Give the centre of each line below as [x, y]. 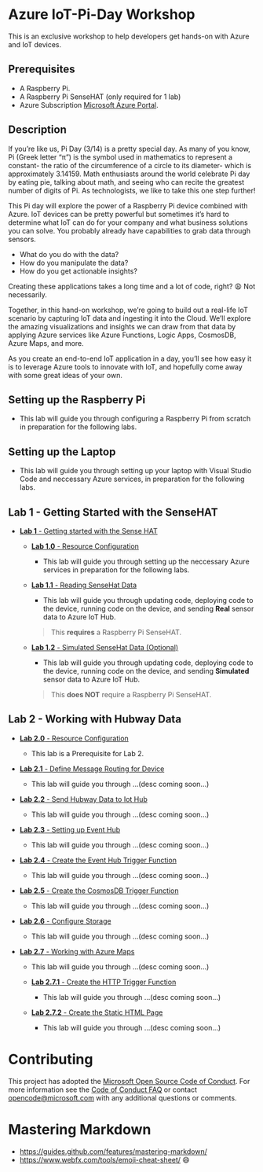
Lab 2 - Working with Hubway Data [95, 720]
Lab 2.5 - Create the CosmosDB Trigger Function [99, 891]
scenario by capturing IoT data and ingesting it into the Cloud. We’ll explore [130, 318]
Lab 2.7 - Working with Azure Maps [77, 951]
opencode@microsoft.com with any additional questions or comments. [122, 1097]
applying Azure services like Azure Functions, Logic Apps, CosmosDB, [122, 335]
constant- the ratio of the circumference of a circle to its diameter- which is [130, 165]
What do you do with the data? [69, 254]
